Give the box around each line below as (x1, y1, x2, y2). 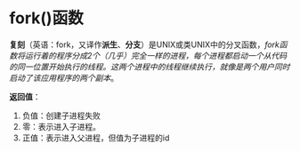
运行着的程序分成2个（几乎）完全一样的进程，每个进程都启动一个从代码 (24, 50, 288, 60)
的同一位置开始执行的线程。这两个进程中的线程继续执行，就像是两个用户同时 (9, 61, 290, 72)
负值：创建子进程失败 (21, 110, 101, 121)
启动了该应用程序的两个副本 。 (9, 72, 118, 83)
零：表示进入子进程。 (21, 121, 101, 131)
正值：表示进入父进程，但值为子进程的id (21, 132, 170, 143)
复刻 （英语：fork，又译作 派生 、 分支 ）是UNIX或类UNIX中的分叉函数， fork (9, 39, 280, 50)
